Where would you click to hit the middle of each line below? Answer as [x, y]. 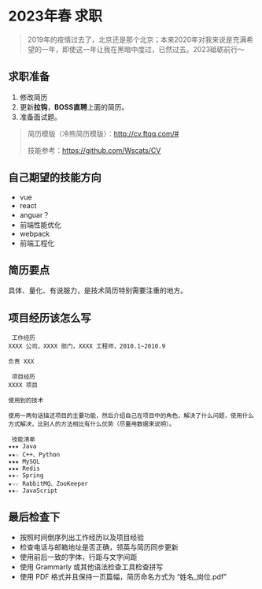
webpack [34, 233]
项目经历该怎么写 [50, 317]
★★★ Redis [24, 469]
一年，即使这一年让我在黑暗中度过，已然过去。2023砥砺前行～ [143, 49]
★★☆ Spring [26, 475]
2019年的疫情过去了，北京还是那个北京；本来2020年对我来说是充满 [137, 39]
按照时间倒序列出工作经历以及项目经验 [81, 537]
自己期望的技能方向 [55, 178]
